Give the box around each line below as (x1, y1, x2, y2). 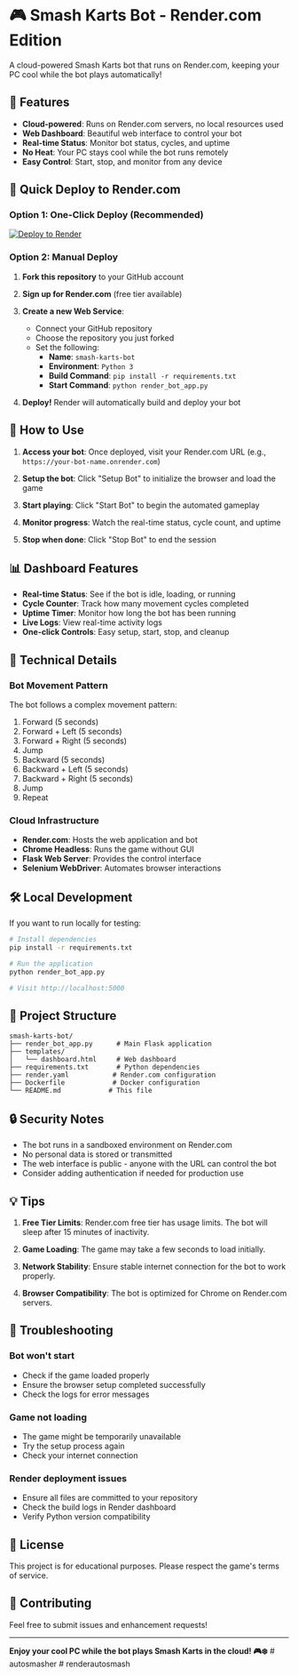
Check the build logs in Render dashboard (21, 1502, 176, 1512)
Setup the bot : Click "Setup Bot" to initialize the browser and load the (21, 473, 277, 484)
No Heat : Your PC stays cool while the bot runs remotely (21, 147, 229, 157)
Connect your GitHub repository (35, 323, 153, 333)
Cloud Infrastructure (9, 814, 99, 826)
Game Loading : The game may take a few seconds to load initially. (21, 1244, 266, 1255)
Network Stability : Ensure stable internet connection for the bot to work (21, 1261, 286, 1271)
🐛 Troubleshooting (9, 1323, 114, 1338)
